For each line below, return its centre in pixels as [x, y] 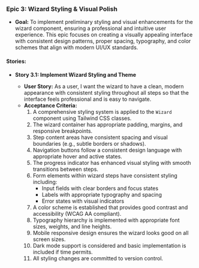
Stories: [16, 61]
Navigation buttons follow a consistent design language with [107, 150]
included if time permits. [63, 252]
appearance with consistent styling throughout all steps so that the [106, 92]
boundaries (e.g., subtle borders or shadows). [89, 143]
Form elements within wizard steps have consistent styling [105, 175]
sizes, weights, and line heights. [72, 226]
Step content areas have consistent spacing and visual [100, 137]
